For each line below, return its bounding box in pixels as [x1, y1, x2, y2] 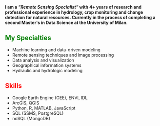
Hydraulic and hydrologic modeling [12, 67, 83, 73]
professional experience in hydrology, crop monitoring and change [5, 9, 143, 15]
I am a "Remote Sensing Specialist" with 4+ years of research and [5, 4, 141, 10]
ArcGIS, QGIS [12, 100, 40, 105]
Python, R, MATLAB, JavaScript [12, 105, 76, 111]
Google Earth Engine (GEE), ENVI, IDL [12, 95, 88, 101]
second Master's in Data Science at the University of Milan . [5, 20, 128, 25]
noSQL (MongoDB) [12, 115, 50, 121]
